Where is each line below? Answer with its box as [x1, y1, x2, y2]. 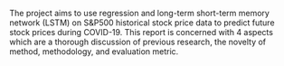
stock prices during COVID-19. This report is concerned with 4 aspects [9, 27, 274, 37]
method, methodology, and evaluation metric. [9, 46, 179, 57]
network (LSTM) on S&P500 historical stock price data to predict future [9, 17, 275, 28]
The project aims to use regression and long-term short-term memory [9, 8, 270, 18]
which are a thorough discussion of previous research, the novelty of [9, 36, 267, 47]
